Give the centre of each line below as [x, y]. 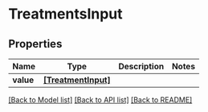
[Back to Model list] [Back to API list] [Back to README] [100, 100]
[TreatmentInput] [77, 80]
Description [141, 66]
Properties [35, 44]
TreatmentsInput [65, 14]
